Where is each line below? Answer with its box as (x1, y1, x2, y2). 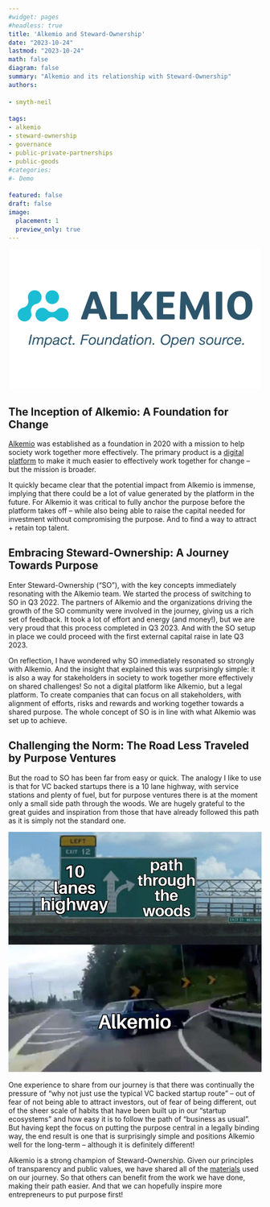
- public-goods (8, 157, 59, 165)
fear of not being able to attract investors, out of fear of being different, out (8, 1097, 257, 1106)
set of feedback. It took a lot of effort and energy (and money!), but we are (8, 614, 256, 624)
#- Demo (8, 174, 35, 183)
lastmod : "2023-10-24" (8, 47, 84, 56)
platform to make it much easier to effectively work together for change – (8, 456, 251, 465)
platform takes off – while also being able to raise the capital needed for (8, 506, 246, 515)
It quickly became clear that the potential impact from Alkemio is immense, (8, 480, 256, 490)
